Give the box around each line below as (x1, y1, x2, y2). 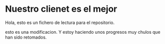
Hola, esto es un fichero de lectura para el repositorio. (5, 20, 115, 25)
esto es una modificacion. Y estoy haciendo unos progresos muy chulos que (5, 29, 161, 35)
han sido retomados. (5, 34, 47, 40)
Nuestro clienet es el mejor (5, 3, 117, 15)
